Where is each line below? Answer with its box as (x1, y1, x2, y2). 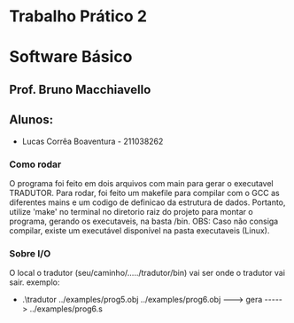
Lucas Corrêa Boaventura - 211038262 (21, 136, 164, 146)
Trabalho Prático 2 (9, 6, 148, 27)
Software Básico (9, 47, 133, 67)
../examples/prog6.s (29, 303, 104, 314)
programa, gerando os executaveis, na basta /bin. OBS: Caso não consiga (9, 216, 279, 226)
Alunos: (9, 113, 54, 128)
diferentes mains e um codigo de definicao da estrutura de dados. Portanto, (9, 197, 286, 208)
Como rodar (9, 158, 62, 170)
